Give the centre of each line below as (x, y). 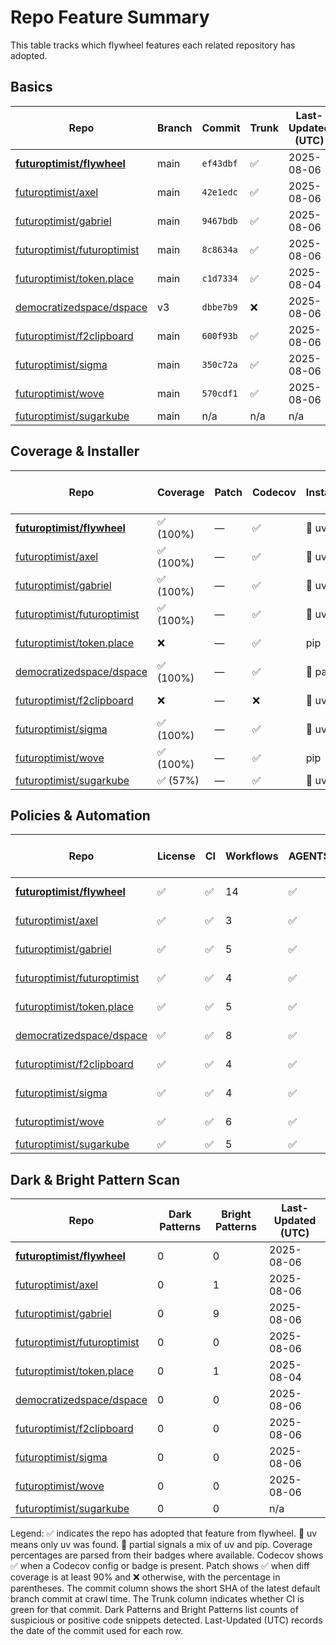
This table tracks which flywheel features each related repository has (153, 45)
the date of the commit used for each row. (96, 1631)
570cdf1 (219, 393)
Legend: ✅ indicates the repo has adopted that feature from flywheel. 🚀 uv (164, 1533)
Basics (31, 87)
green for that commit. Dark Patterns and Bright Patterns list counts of (154, 1610)
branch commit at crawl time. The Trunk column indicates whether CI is (157, 1599)
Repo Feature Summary (110, 17)
